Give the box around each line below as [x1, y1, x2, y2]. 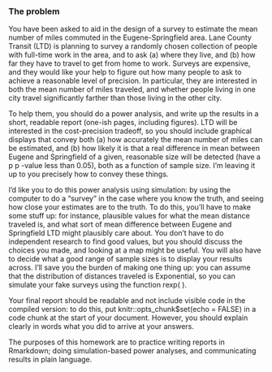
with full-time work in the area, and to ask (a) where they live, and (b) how [8, 50, 256, 60]
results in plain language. [8, 355, 93, 365]
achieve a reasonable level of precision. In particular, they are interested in [8, 76, 257, 86]
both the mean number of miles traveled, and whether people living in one [8, 84, 256, 94]
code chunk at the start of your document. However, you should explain [8, 313, 248, 322]
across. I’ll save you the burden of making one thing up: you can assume [8, 262, 251, 273]
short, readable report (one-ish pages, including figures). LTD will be [8, 118, 238, 128]
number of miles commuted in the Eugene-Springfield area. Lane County [8, 32, 252, 42]
